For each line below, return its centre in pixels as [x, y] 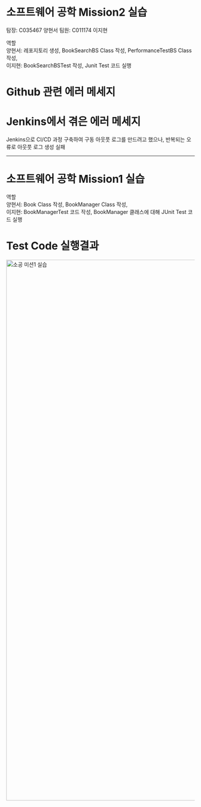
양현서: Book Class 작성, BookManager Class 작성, [67, 204]
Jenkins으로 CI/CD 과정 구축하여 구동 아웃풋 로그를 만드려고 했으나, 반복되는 [96, 139]
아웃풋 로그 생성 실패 [41, 147]
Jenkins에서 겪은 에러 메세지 [74, 122]
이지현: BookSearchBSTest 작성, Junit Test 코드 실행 [69, 65]
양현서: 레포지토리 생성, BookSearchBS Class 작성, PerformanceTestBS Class [99, 50]
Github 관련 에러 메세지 [61, 92]
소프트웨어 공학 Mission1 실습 [75, 179]
